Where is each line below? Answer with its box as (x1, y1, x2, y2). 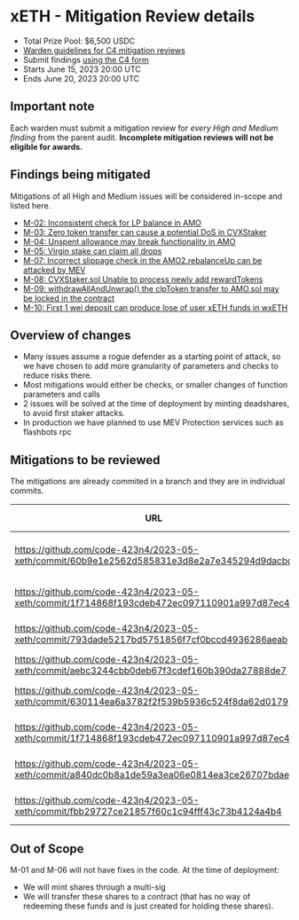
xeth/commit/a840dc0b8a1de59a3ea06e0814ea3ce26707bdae (14, 769, 290, 782)
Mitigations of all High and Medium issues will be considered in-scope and (10, 191, 283, 201)
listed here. (10, 200, 51, 210)
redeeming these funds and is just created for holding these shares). (22, 900, 274, 911)
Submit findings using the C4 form (22, 54, 149, 65)
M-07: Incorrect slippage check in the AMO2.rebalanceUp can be (22, 255, 263, 265)
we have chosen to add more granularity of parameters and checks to (22, 361, 279, 372)
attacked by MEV (22, 264, 86, 275)
